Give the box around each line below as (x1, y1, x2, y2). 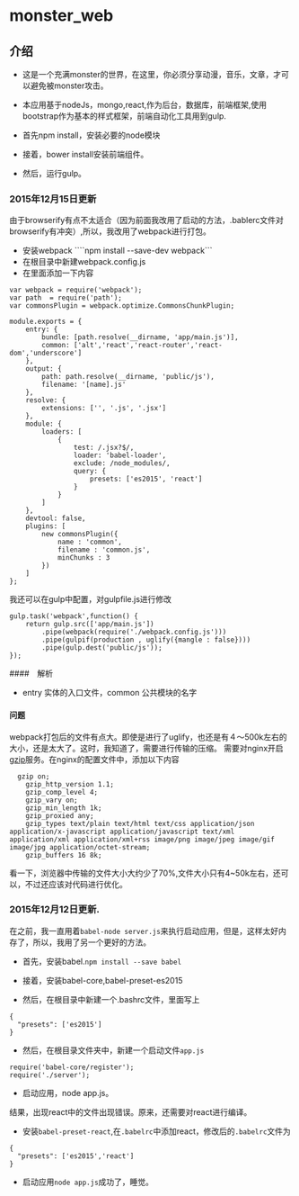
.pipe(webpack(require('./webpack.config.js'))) (41, 627, 227, 637)
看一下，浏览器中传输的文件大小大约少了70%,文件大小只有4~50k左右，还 (9, 868, 281, 878)
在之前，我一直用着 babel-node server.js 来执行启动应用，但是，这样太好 (9, 925, 279, 936)
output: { (25, 364, 63, 373)
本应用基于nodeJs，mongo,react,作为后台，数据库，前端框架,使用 (22, 100, 268, 110)
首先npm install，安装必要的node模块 (22, 130, 161, 140)
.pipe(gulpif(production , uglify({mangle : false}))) (41, 635, 251, 644)
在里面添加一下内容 (22, 267, 94, 279)
